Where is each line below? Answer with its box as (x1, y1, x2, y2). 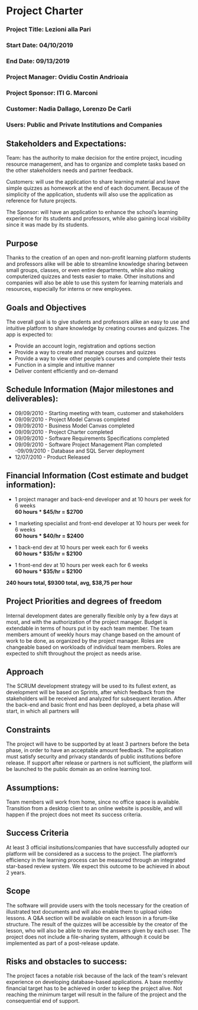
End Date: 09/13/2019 (6, 57, 70, 65)
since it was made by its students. (6, 221, 89, 228)
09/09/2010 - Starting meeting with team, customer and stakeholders (14, 409, 184, 416)
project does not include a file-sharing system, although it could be (6, 933, 170, 940)
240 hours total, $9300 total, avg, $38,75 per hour (6, 579, 133, 586)
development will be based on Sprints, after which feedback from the (6, 689, 175, 696)
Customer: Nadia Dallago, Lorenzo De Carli (6, 105, 132, 113)
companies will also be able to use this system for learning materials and (6, 279, 183, 286)
